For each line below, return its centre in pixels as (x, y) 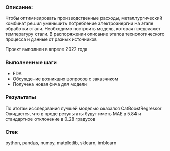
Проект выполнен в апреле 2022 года (46, 49)
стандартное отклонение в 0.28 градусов (50, 119)
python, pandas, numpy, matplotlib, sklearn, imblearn (61, 143)
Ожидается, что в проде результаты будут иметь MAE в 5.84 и (73, 113)
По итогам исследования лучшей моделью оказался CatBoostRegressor (83, 108)
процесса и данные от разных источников (51, 39)
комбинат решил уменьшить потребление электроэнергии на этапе (79, 23)
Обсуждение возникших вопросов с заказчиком (65, 79)
